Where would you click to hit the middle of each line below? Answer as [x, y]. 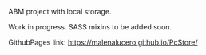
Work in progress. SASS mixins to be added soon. [90, 27]
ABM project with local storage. [60, 12]
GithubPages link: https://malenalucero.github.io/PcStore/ [103, 42]
